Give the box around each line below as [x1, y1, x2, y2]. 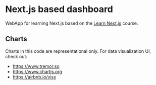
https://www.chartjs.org [12, 68, 62, 74]
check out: [5, 53, 28, 59]
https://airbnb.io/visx [12, 74, 57, 80]
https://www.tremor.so [12, 63, 60, 69]
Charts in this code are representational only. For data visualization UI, [5, 48, 151, 54]
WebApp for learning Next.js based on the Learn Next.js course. [5, 20, 138, 26]
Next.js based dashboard [5, 4, 114, 15]
